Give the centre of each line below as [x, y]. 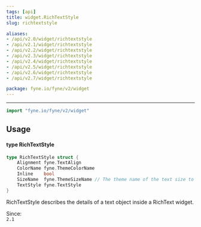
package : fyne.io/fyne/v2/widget [48, 89]
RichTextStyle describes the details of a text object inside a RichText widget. [100, 202]
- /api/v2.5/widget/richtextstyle [49, 67]
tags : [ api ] [21, 12]
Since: [14, 213]
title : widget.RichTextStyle [42, 17]
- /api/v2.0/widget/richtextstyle [49, 39]
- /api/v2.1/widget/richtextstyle [49, 45]
